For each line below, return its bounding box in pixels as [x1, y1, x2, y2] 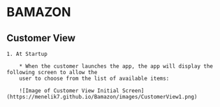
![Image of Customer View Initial [19, 87, 119, 94]
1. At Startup [6, 50, 48, 57]
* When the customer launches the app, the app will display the [19, 63, 214, 70]
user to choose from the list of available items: [19, 75, 170, 82]
